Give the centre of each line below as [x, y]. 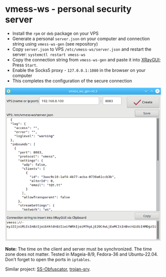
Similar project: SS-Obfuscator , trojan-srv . [48, 269]
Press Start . [25, 65]
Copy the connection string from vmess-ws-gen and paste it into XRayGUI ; [86, 59]
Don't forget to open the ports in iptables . [48, 260]
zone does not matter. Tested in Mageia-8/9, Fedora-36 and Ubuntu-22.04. [82, 254]
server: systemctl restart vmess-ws [49, 54]
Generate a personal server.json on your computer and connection [81, 39]
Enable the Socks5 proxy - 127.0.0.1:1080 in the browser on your [79, 70]
